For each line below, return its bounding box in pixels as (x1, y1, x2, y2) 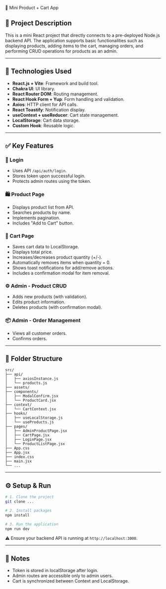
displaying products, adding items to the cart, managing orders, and (5, 43, 143, 49)
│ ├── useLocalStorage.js (5, 415, 63, 421)
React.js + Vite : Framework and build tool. (12, 80, 99, 86)
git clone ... (5, 499, 35, 504)
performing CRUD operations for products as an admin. (5, 48, 118, 54)
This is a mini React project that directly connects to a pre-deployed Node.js (5, 32, 160, 38)
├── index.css (5, 454, 35, 459)
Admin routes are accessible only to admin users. (12, 573, 113, 579)
